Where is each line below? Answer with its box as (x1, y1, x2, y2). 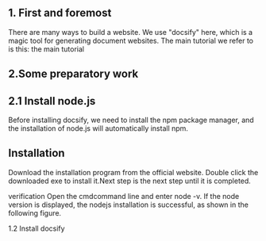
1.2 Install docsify (8, 224, 65, 233)
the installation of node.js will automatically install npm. (8, 124, 189, 133)
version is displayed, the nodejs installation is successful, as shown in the (8, 200, 249, 209)
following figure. (8, 208, 62, 217)
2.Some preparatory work (8, 67, 139, 81)
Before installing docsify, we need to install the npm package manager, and (8, 115, 254, 125)
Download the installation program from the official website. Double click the (8, 167, 259, 177)
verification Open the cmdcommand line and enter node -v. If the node (8, 191, 240, 201)
